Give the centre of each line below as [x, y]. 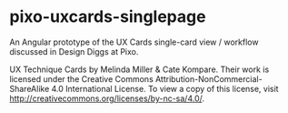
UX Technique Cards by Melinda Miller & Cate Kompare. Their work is [139, 69]
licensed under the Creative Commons [82, 78]
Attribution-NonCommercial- [209, 78]
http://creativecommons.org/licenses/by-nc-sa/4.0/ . [107, 98]
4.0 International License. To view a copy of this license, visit [165, 88]
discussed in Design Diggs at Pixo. [74, 51]
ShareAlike [30, 88]
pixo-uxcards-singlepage [108, 17]
